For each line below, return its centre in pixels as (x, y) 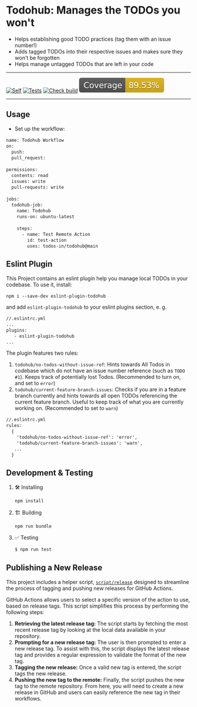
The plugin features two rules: (43, 353)
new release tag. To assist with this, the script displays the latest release (102, 648)
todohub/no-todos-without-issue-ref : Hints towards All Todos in (92, 364)
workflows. (28, 698)
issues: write (28, 181)
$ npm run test (33, 550)
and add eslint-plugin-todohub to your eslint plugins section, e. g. (86, 307)
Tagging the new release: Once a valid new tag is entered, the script (98, 667)
